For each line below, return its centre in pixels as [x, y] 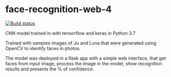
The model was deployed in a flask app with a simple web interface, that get [86, 58]
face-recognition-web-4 [59, 9]
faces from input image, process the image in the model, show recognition [84, 63]
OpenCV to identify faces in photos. [43, 48]
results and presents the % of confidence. [50, 69]
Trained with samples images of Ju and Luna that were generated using [81, 43]
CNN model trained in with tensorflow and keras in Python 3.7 [70, 33]
